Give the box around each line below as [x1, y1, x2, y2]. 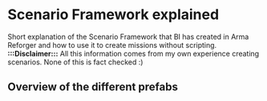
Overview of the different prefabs [7, 80, 178, 94]
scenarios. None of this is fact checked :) [7, 57, 144, 67]
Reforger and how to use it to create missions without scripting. [7, 40, 217, 49]
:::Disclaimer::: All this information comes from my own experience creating [7, 49, 260, 58]
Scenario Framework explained [7, 6, 220, 24]
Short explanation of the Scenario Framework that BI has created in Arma [7, 32, 249, 41]
